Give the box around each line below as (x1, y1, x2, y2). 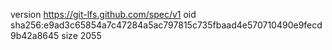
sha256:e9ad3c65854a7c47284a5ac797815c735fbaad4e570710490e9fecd (10, 19, 323, 31)
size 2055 (61, 30, 102, 41)
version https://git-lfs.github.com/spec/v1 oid (10, 9, 197, 20)
